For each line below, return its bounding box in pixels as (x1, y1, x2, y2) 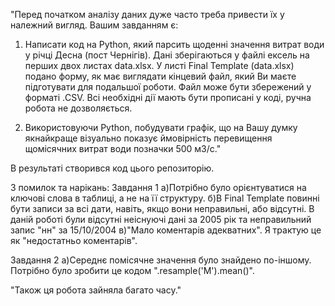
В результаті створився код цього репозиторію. (10, 162, 215, 174)
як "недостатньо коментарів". (10, 235, 138, 246)
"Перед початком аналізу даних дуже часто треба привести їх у (10, 9, 285, 20)
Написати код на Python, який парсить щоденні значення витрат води (24, 39, 325, 50)
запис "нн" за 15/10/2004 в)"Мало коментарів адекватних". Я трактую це (10, 224, 322, 236)
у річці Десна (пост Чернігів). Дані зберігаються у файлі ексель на (24, 49, 310, 61)
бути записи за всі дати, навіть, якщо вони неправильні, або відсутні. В (10, 203, 315, 214)
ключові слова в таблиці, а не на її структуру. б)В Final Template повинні (10, 192, 320, 204)
